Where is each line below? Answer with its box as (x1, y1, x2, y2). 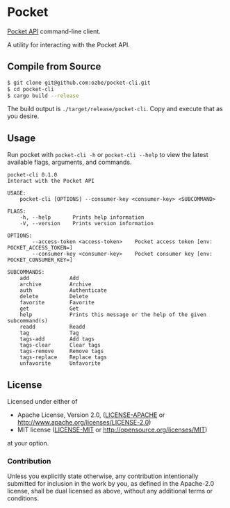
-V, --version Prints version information (19, 220, 154, 227)
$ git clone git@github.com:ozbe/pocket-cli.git (7, 79, 151, 86)
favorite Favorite (19, 300, 95, 306)
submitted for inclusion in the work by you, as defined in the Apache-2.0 (7, 480, 214, 488)
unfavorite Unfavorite (19, 360, 101, 367)
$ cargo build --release (7, 92, 79, 99)
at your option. (7, 439, 49, 447)
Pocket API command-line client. (7, 27, 101, 35)
